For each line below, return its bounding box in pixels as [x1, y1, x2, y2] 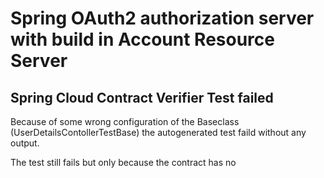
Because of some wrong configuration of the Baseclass [10, 116, 240, 127]
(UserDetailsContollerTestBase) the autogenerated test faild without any [10, 127, 307, 138]
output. [10, 137, 40, 149]
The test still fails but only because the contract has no [10, 157, 237, 168]
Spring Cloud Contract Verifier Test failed [10, 89, 274, 106]
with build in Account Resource [10, 28, 275, 51]
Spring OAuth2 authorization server [10, 7, 315, 30]
